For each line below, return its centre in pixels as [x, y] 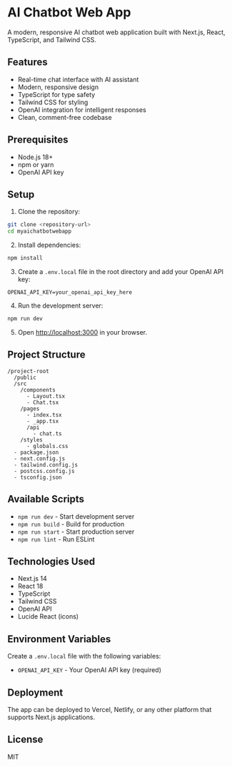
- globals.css [47, 446]
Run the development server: [60, 305]
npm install [25, 258]
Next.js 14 [32, 579]
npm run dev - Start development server [76, 516]
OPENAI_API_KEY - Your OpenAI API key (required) [90, 670]
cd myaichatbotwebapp [40, 232]
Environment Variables [59, 639]
